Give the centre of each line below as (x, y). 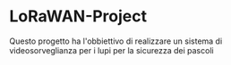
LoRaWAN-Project (78, 16)
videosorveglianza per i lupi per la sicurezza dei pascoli (111, 50)
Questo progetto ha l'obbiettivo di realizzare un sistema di (116, 41)
